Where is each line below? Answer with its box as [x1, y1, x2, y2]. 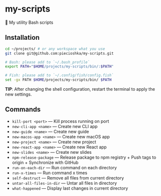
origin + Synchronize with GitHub [12, 159, 79, 165]
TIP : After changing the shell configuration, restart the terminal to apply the [5, 86, 155, 92]
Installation [5, 33, 40, 42]
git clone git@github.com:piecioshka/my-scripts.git [5, 51, 114, 56]
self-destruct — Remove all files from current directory [12, 175, 124, 180]
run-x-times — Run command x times [12, 170, 87, 176]
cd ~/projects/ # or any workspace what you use [5, 46, 105, 51]
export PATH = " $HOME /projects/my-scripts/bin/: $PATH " [5, 64, 114, 69]
